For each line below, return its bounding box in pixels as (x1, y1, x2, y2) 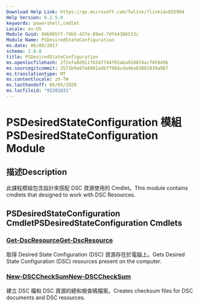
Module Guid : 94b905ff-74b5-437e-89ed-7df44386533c (6, 31, 139, 37)
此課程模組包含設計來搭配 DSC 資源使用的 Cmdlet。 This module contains (6, 184, 188, 191)
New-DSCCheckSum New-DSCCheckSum (6, 273, 131, 281)
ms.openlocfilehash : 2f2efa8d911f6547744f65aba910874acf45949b (6, 59, 169, 65)
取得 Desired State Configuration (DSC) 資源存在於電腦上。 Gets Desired (6, 250, 185, 258)
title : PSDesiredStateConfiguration (6, 54, 98, 60)
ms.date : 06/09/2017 (6, 43, 58, 49)
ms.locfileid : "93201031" (6, 88, 71, 94)
